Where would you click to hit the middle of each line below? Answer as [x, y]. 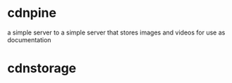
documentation [29, 39]
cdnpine [32, 13]
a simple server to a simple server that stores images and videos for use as [116, 32]
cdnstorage [42, 69]
